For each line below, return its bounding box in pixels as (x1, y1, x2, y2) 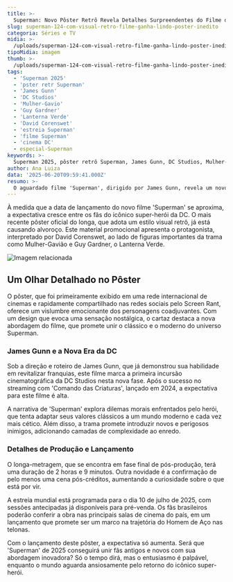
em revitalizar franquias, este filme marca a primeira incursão (7, 369, 182, 378)
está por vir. (7, 482, 42, 490)
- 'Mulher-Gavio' (13, 101, 64, 108)
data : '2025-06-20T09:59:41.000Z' (7, 171, 107, 178)
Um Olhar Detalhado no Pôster (7, 273, 141, 285)
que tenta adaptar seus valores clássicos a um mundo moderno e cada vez (7, 412, 222, 420)
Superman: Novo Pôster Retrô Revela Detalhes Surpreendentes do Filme (13, 17, 222, 24)
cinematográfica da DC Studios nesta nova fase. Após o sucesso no (7, 377, 202, 385)
